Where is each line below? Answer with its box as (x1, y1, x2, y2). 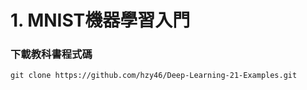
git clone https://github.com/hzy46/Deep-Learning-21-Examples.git (10, 71, 298, 81)
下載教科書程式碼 (10, 47, 93, 61)
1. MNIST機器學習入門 (10, 9, 191, 32)
